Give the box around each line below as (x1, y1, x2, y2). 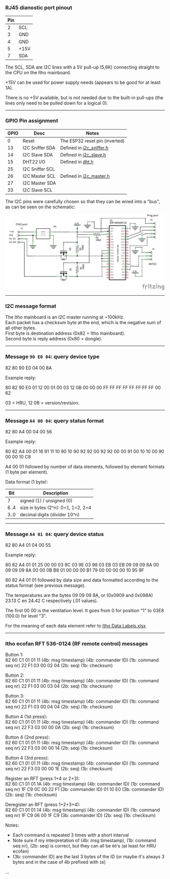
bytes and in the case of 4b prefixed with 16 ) (12, 859, 106, 865)
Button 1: (5, 652, 24, 658)
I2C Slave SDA (22, 152, 53, 158)
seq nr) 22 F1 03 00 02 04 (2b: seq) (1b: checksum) (5, 663, 113, 669)
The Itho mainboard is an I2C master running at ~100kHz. (5, 314, 125, 320)
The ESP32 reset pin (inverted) (60, 138, 125, 144)
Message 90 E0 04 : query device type (5, 353, 100, 360)
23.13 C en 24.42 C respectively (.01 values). (5, 598, 98, 604)
